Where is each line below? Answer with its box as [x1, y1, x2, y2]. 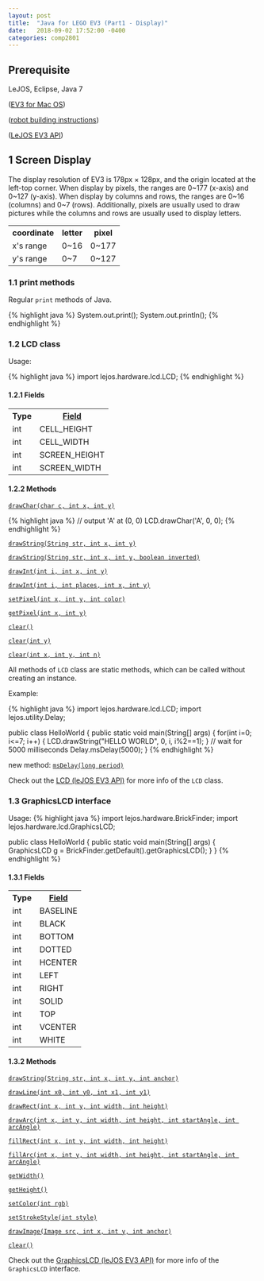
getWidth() [8, 1171, 44, 1180]
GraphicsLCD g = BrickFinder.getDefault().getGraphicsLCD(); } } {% [8, 846, 229, 855]
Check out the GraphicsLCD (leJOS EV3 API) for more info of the [8, 1255, 220, 1264]
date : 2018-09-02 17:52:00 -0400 [8, 26, 126, 34]
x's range [12, 240, 48, 251]
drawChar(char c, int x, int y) [8, 501, 115, 509]
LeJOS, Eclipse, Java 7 [8, 84, 83, 94]
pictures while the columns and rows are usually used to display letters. [8, 208, 242, 218]
